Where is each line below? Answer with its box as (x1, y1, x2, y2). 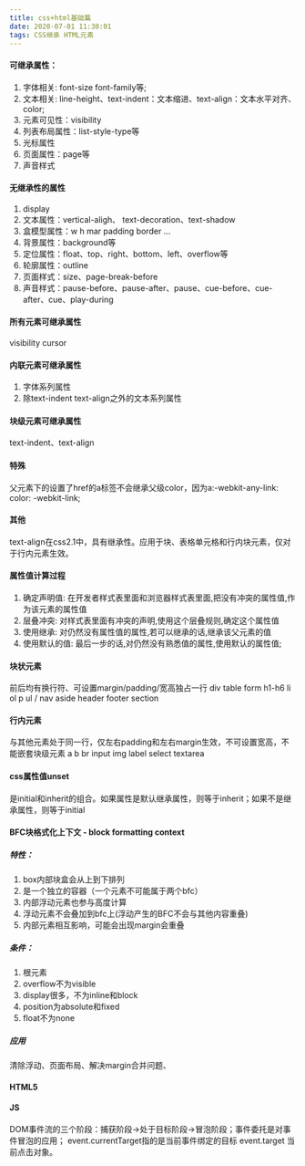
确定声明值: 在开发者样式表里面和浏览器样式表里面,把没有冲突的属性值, (22, 592, 288, 603)
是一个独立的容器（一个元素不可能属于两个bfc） (22, 886, 203, 897)
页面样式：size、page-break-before (22, 271, 158, 282)
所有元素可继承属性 (9, 317, 82, 328)
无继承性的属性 (9, 182, 66, 193)
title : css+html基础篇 (9, 13, 92, 23)
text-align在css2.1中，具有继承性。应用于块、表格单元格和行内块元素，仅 (9, 536, 284, 547)
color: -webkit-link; (9, 492, 81, 503)
